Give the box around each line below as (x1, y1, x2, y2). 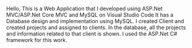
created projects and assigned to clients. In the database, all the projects (6, 24, 186, 31)
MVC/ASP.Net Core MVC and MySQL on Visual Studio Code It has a (6, 11, 174, 18)
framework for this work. (6, 37, 67, 43)
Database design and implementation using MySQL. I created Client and (6, 18, 184, 24)
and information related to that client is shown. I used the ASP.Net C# (6, 30, 178, 37)
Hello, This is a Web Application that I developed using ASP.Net (6, 5, 163, 12)
